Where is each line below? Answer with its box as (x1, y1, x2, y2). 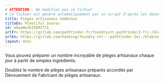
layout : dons (5, 39, 32, 44)
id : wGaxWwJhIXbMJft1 (5, 25, 49, 30)
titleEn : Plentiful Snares (5, 21, 60, 26)
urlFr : (5, 30, 19, 35)
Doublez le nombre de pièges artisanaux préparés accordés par (5, 67, 133, 73)
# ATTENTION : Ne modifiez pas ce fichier (5, 7, 93, 12)
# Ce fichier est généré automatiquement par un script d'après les (5, 12, 147, 17)
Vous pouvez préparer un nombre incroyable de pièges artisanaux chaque (5, 52, 155, 58)
